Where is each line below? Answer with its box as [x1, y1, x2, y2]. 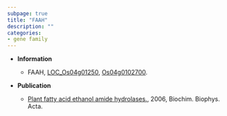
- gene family [7, 36, 48, 43]
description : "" [7, 23, 54, 30]
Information [17, 55, 53, 63]
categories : [7, 29, 42, 37]
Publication [17, 81, 51, 90]
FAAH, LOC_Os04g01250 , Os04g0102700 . [27, 68, 148, 77]
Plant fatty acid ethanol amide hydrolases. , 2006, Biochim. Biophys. [27, 95, 220, 104]
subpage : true [7, 10, 48, 17]
